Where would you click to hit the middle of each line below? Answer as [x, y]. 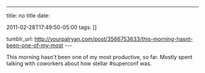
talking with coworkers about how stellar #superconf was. [79, 63]
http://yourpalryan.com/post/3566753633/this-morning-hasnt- [114, 39]
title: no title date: [28, 15]
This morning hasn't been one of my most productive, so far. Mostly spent [99, 57]
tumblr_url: [20, 39]
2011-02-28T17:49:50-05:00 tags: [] [52, 27]
